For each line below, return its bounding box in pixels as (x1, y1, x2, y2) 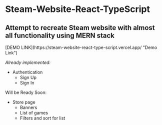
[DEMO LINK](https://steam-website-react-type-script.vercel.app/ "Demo (5, 44, 157, 50)
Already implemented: (5, 59, 51, 65)
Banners (19, 104, 37, 110)
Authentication (12, 69, 43, 75)
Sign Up (19, 74, 36, 80)
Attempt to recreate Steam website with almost (5, 23, 155, 32)
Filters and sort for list (19, 115, 65, 121)
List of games (19, 110, 48, 115)
